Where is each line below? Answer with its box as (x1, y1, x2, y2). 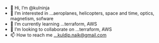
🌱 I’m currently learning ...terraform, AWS (10, 21, 97, 27)
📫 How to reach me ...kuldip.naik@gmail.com (10, 32, 107, 38)
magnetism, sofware (10, 16, 54, 21)
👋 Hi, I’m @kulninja (10, 5, 50, 11)
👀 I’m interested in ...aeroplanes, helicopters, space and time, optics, (10, 10, 154, 16)
